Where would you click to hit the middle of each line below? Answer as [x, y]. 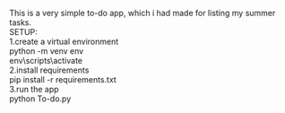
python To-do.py [40, 99]
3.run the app [35, 89]
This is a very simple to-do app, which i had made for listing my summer [142, 13]
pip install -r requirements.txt [63, 79]
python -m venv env [47, 51]
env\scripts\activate [46, 61]
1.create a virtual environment [64, 41]
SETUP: [23, 32]
